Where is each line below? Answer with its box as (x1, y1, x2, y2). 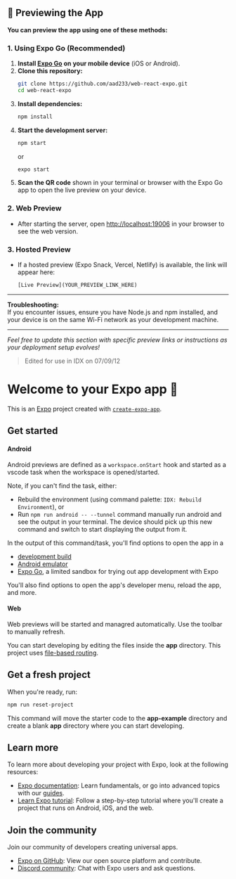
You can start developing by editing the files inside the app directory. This (7, 641, 221, 649)
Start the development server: (17, 126, 108, 134)
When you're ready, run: (7, 687, 77, 696)
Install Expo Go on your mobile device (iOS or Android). (17, 59, 181, 68)
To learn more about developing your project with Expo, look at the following (7, 760, 228, 769)
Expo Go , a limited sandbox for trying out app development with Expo (17, 567, 219, 575)
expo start (17, 166, 50, 173)
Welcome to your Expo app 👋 (7, 381, 178, 397)
